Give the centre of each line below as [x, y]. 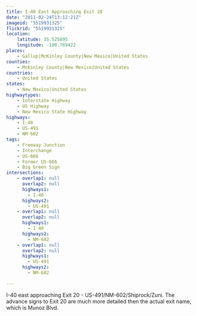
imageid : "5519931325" [34, 23]
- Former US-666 [37, 162]
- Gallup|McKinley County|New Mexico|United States [82, 56]
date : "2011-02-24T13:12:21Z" [44, 17]
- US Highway [33, 106]
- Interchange [34, 151]
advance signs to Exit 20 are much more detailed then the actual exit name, [99, 301]
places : [16, 51]
